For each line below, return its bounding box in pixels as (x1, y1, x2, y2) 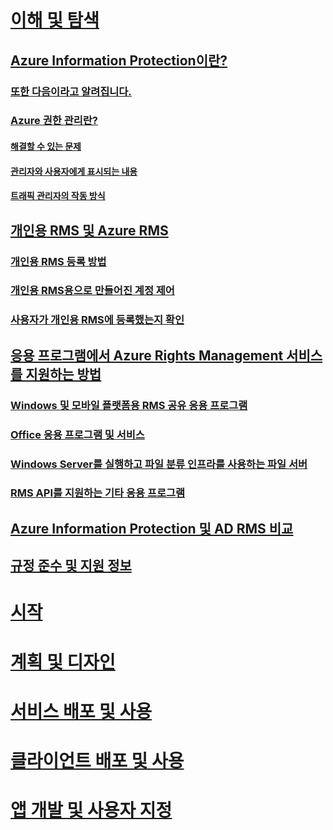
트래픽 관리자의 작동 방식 (10, 190, 106, 202)
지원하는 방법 (25, 366, 102, 383)
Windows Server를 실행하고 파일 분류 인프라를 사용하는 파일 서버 (10, 457, 308, 471)
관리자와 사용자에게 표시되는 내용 (10, 165, 138, 177)
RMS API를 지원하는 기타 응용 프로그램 (10, 486, 186, 500)
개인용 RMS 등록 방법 (10, 254, 107, 268)
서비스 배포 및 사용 (10, 700, 152, 723)
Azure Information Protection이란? (10, 52, 228, 69)
